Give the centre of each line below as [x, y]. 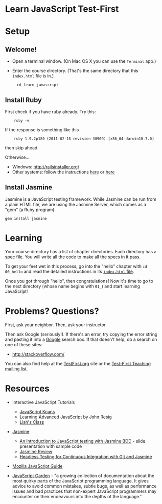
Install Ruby [23, 100]
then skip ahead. [22, 148]
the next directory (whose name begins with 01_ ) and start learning [73, 286]
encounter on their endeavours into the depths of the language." [77, 496]
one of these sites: [24, 344]
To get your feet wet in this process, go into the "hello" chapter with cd [76, 266]
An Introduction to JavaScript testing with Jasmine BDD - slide [82, 441]
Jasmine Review [36, 451]
